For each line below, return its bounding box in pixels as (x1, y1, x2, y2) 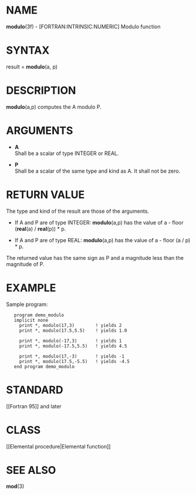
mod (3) (6, 483, 25, 490)
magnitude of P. (6, 260, 45, 268)
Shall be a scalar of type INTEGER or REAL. (14, 150, 119, 157)
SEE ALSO (6, 463, 56, 477)
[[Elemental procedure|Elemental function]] (6, 443, 111, 450)
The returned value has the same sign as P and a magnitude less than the (6, 254, 184, 261)
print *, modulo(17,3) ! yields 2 (19, 322, 122, 328)
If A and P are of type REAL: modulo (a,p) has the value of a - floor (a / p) (14, 236, 191, 243)
